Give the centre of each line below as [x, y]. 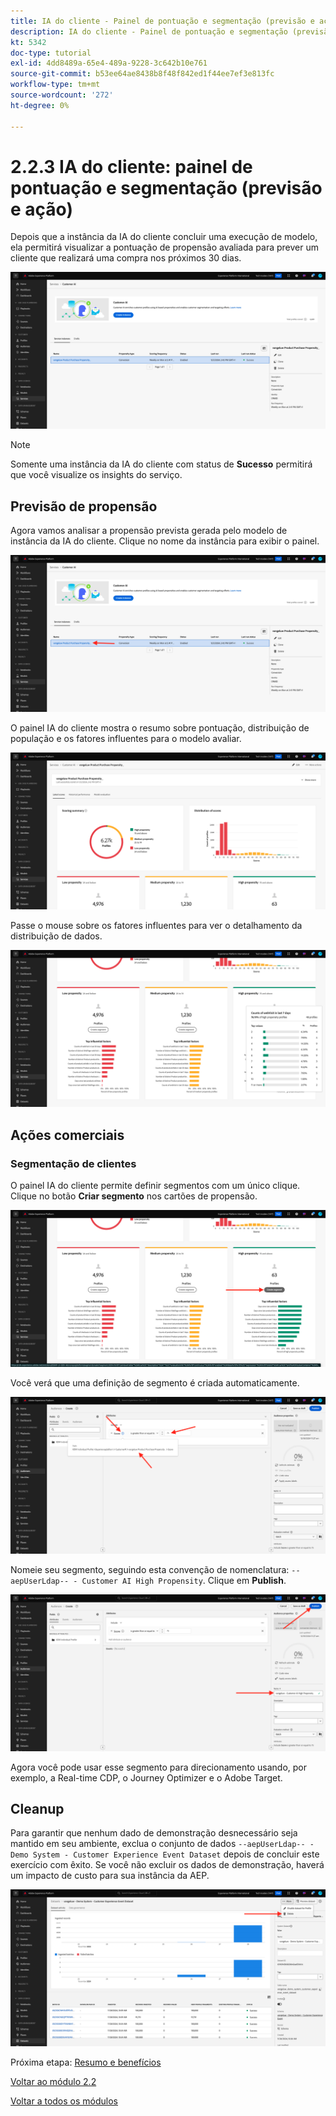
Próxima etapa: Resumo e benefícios [86, 2062]
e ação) [41, 209]
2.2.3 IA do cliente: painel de [131, 166]
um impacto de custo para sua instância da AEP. [110, 1876]
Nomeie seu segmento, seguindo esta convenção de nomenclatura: [150, 1569]
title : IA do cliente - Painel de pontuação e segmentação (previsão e [162, 21]
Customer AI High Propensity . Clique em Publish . [184, 1580]
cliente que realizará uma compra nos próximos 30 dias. [126, 258]
